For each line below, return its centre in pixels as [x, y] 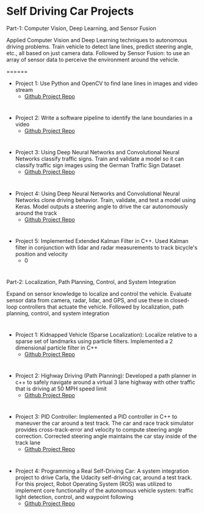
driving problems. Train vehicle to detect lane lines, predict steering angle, [100, 47]
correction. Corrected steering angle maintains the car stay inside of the [106, 436]
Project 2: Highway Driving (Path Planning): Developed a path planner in [106, 376]
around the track [36, 213]
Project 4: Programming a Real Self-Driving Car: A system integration [102, 471]
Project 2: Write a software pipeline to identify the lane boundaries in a [104, 118]
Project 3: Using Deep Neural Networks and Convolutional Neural [97, 152]
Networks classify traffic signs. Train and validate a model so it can [100, 159]
